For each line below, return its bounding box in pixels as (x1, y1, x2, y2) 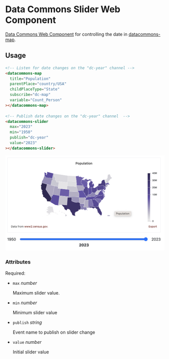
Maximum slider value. (12, 289, 60, 296)
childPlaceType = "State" (10, 87, 60, 92)
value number (12, 339, 42, 345)
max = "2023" (10, 124, 33, 129)
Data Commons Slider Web (5, 4, 120, 15)
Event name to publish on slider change (12, 329, 95, 335)
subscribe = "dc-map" (10, 92, 51, 97)
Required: (5, 270, 26, 276)
